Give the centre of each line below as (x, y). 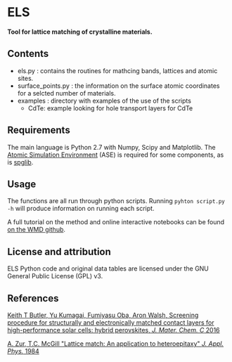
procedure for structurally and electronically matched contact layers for (111, 323)
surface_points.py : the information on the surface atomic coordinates (118, 86)
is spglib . (20, 162)
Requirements (39, 130)
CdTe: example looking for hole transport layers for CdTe (110, 108)
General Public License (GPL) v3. (55, 276)
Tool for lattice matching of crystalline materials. (80, 32)
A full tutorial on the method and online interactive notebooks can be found (116, 222)
